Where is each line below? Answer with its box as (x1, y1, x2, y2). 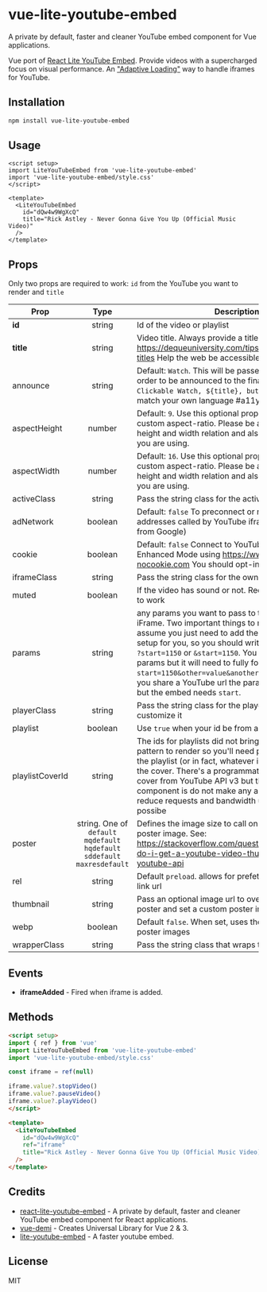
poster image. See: (136, 828, 207, 839)
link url (136, 880, 162, 892)
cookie (12, 549, 38, 560)
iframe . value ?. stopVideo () (8, 1082, 98, 1090)
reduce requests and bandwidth (136, 795, 257, 807)
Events (8, 966, 44, 980)
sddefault (83, 852, 122, 861)
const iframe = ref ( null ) (8, 1068, 94, 1076)
